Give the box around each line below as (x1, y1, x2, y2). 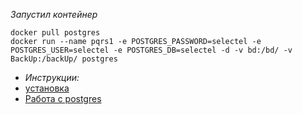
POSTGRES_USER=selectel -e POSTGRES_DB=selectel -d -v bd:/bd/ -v (10, 45, 293, 55)
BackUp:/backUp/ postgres (10, 54, 118, 64)
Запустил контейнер (10, 9, 98, 20)
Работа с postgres (24, 93, 102, 104)
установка (24, 82, 70, 94)
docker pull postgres (10, 28, 101, 38)
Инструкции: (24, 72, 80, 83)
